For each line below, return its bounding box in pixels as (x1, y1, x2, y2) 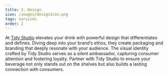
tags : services (5, 16, 37, 21)
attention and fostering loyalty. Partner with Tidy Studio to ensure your (5, 56, 150, 62)
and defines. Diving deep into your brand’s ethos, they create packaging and (5, 40, 163, 46)
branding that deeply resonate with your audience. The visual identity (5, 45, 149, 51)
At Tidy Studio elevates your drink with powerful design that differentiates (5, 35, 158, 41)
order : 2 (5, 21, 24, 26)
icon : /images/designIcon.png (5, 12, 69, 17)
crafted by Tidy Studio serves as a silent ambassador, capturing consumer (5, 51, 159, 57)
